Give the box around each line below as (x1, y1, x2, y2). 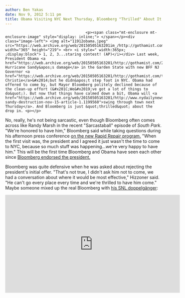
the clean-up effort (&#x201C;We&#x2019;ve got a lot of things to (5, 87, 149, 92)
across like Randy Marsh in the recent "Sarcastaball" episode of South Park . (5, 122, 162, 128)
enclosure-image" (5, 34, 41, 40)
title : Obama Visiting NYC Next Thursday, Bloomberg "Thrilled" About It (5, 16, 162, 21)
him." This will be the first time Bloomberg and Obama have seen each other (5, 149, 162, 155)
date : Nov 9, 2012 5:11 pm (5, 12, 61, 17)
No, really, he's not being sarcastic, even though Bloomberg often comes (5, 117, 155, 123)
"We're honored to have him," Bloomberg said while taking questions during (5, 128, 161, 134)
